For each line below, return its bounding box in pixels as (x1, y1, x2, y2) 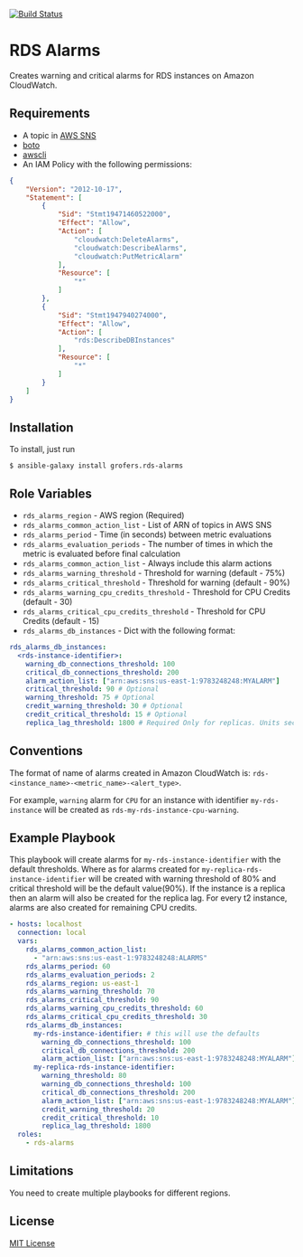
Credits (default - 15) (22, 616, 100, 626)
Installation (9, 420, 74, 435)
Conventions (9, 743, 84, 759)
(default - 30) (22, 597, 73, 607)
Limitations (9, 1163, 74, 1179)
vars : (17, 937, 39, 946)
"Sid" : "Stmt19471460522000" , (57, 210, 171, 219)
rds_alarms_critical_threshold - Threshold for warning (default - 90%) (22, 577, 290, 588)
